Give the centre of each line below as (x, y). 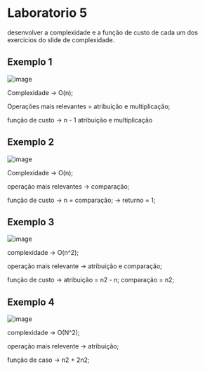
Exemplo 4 (31, 302)
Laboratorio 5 (47, 13)
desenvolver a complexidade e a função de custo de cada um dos (103, 32)
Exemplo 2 (31, 142)
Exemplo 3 (31, 222)
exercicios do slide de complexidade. (61, 39)
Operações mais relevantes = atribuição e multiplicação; (89, 106)
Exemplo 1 (30, 62)
